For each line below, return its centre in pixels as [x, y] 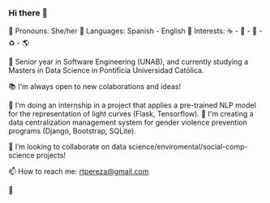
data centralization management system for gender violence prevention [128, 123]
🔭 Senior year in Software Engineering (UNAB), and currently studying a [129, 62]
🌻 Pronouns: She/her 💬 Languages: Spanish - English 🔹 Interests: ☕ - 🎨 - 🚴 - [135, 31]
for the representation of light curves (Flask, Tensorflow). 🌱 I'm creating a [131, 114]
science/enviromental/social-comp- [188, 147]
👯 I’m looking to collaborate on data [68, 147]
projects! [51, 155]
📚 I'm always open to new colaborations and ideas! [94, 87]
